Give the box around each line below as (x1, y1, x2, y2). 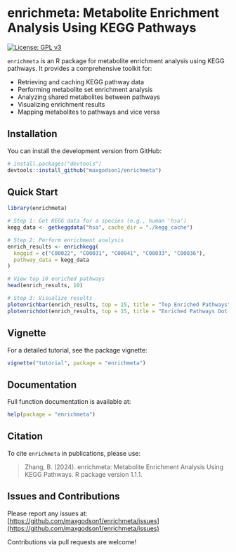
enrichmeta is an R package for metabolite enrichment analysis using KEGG (7, 56, 225, 65)
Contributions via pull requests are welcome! (7, 537, 137, 546)
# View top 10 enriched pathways (7, 275, 105, 282)
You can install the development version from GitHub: (7, 146, 162, 155)
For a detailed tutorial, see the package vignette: (7, 346, 147, 354)
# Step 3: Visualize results (7, 295, 93, 302)
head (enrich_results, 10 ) (7, 282, 83, 289)
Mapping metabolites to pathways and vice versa (17, 107, 160, 116)
